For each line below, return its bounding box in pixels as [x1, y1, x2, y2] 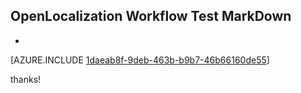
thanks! [10, 73, 42, 85]
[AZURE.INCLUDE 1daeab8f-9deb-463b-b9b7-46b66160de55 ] [10, 54, 270, 66]
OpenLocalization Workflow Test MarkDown [10, 8, 292, 25]
